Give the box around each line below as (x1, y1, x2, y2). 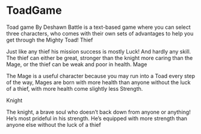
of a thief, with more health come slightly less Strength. (6, 85, 143, 92)
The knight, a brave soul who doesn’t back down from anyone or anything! (6, 108, 191, 115)
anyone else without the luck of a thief (6, 121, 101, 128)
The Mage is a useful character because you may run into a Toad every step (6, 72, 196, 79)
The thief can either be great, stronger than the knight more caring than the (6, 54, 193, 61)
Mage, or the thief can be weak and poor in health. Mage (6, 61, 147, 68)
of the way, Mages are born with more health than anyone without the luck (6, 79, 191, 86)
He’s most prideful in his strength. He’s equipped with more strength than (6, 115, 188, 122)
